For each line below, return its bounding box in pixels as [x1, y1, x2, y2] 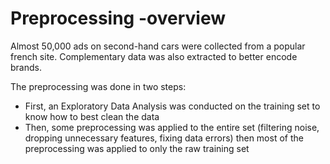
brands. [10, 61, 42, 73]
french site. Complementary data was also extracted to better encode [10, 50, 298, 62]
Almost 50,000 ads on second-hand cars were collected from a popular [10, 40, 306, 52]
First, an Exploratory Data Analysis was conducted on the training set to [24, 100, 321, 112]
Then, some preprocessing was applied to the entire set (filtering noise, [24, 121, 320, 133]
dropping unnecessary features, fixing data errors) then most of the [24, 132, 304, 144]
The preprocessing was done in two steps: [10, 80, 187, 92]
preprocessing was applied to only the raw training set [24, 142, 250, 154]
